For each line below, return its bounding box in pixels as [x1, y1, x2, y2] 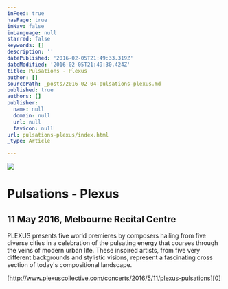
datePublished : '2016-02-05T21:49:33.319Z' [7, 55, 134, 62]
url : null [13, 118, 41, 126]
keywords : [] [7, 42, 45, 49]
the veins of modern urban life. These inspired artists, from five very [7, 246, 201, 255]
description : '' [7, 49, 54, 56]
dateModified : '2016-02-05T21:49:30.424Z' [7, 61, 130, 68]
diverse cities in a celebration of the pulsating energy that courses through [7, 239, 218, 247]
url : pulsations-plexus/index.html [7, 131, 109, 138]
